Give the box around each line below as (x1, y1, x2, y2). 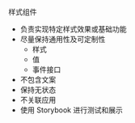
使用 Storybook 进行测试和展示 (19, 105, 123, 115)
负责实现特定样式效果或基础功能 (19, 24, 127, 34)
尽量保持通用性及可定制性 (19, 35, 106, 44)
